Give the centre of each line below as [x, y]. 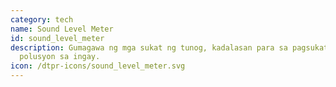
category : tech [42, 19]
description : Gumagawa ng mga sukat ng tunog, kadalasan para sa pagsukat [169, 47]
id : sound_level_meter [57, 38]
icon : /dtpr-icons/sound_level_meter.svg [98, 66]
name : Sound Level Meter [62, 29]
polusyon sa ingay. [60, 57]
